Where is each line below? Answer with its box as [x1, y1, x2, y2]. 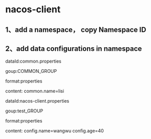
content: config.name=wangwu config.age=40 [5, 128, 104, 134]
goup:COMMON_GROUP [5, 68, 57, 74]
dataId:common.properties [5, 58, 61, 65]
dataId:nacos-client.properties [5, 98, 70, 104]
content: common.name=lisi [5, 88, 64, 94]
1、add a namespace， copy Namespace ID [5, 25, 146, 34]
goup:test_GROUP [5, 108, 44, 114]
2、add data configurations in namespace [5, 44, 142, 53]
